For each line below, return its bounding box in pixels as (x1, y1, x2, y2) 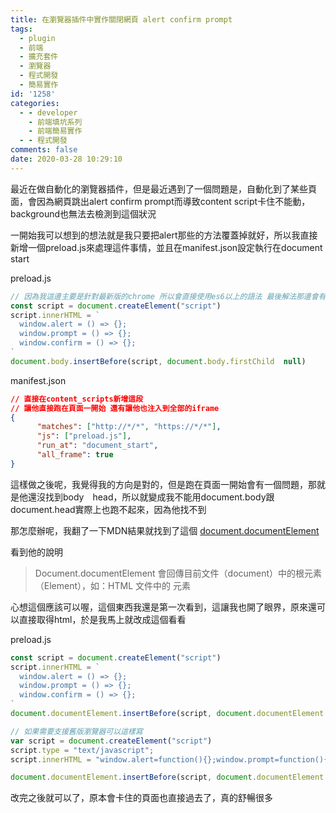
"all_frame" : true (36, 450, 114, 460)
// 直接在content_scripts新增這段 (10, 394, 144, 404)
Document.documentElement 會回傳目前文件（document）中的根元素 (34, 567, 323, 579)
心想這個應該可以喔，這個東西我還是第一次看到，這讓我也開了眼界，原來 (10, 601, 308, 613)
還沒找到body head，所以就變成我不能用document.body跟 (27, 491, 275, 503)
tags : (10, 24, 33, 34)
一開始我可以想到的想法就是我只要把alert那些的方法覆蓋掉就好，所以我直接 (10, 229, 318, 241)
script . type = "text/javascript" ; (10, 745, 155, 755)
